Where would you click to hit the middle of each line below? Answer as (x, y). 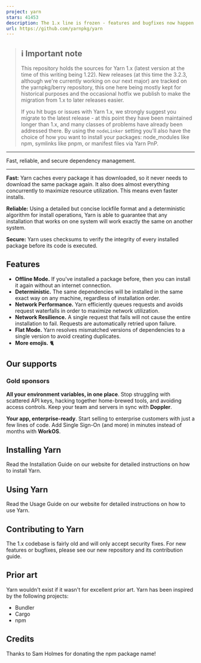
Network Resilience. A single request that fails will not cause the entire (103, 317)
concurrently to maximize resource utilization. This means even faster (92, 191)
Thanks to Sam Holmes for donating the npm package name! (81, 653)
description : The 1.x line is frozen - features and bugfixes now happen (100, 23)
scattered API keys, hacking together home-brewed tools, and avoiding (94, 400)
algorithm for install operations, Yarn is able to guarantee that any (87, 215)
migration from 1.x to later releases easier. (72, 100)
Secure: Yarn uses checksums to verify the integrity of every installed (92, 240)
